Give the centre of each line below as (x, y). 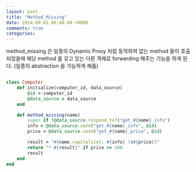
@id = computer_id (50, 93)
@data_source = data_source (62, 99)
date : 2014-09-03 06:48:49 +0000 (47, 22)
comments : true (25, 28)
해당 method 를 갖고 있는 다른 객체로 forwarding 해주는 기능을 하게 (104, 59)
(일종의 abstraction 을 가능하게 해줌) (56, 66)
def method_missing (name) (49, 115)
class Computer (25, 82)
